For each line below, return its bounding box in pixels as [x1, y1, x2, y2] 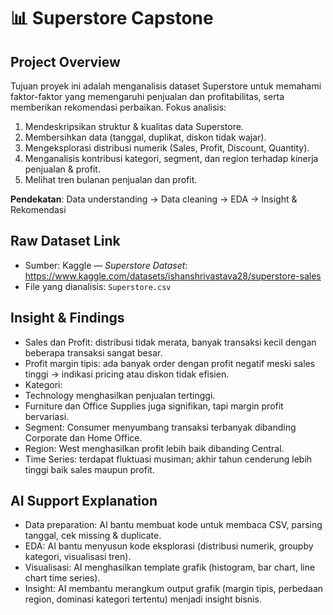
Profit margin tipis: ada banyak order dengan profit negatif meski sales [24, 357, 316, 369]
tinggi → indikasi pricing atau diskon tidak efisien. [24, 368, 230, 380]
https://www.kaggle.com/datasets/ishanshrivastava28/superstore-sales [24, 270, 322, 282]
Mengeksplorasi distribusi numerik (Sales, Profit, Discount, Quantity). [24, 142, 310, 154]
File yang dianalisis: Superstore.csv [24, 280, 172, 292]
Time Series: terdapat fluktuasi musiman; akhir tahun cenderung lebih [24, 453, 313, 465]
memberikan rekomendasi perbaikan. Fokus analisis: [10, 101, 227, 113]
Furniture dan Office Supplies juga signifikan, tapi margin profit [24, 400, 284, 412]
